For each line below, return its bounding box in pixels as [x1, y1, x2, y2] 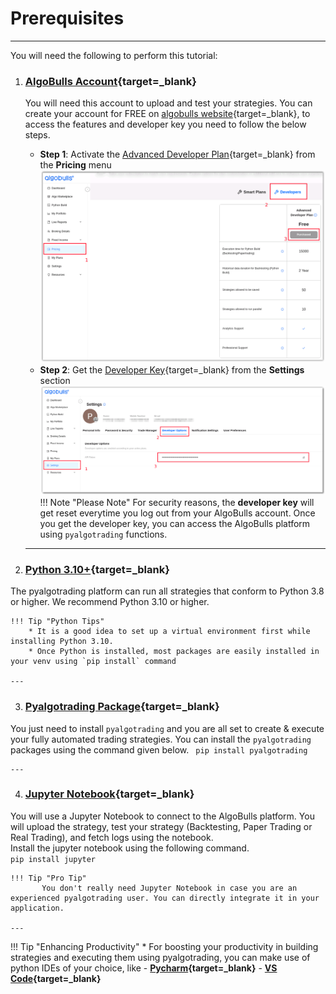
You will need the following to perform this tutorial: [10, 49, 218, 61]
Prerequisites [10, 7, 125, 30]
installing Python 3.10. [10, 637, 114, 647]
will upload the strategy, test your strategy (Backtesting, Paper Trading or [10, 820, 313, 832]
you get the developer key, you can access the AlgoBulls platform [39, 517, 311, 529]
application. [10, 903, 65, 913]
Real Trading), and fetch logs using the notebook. [10, 831, 214, 843]
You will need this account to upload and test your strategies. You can [24, 97, 313, 109]
